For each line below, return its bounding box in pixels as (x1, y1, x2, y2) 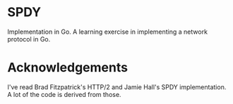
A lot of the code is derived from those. (7, 90, 121, 98)
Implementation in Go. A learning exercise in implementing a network (7, 27, 208, 36)
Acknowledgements (7, 60, 129, 76)
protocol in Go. (7, 34, 51, 43)
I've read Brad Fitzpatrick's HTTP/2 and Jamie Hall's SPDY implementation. (7, 82, 227, 91)
